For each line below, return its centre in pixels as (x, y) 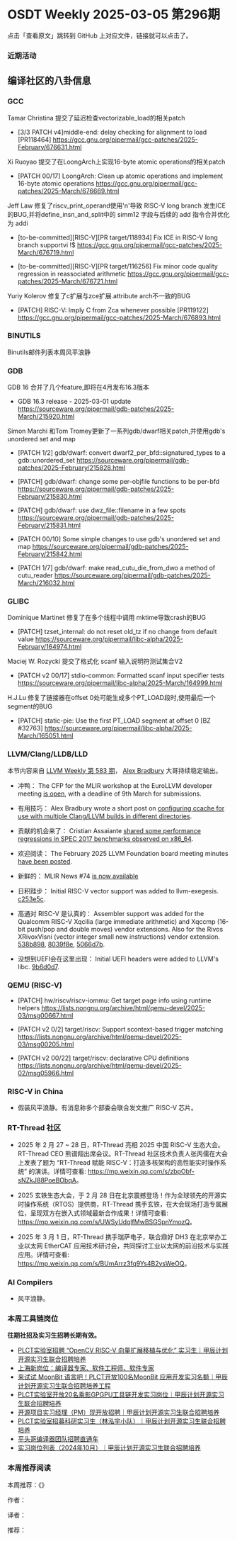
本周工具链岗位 (33, 1319)
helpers (29, 1008)
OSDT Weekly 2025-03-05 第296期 (114, 15)
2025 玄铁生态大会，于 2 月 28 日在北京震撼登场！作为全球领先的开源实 (122, 1195)
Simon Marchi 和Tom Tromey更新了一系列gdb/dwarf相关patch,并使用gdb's (116, 431)
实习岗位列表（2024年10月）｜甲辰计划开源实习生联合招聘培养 (109, 1448)
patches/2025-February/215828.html (71, 468)
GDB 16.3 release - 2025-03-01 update (74, 402)
